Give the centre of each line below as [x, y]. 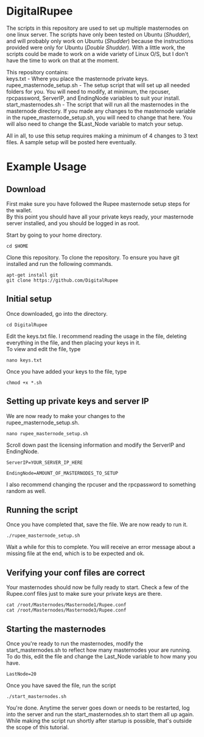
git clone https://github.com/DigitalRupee [62, 280]
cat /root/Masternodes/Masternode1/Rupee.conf [66, 605]
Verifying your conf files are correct [76, 572]
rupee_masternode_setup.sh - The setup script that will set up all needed [98, 85]
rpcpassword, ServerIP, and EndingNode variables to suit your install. [93, 98]
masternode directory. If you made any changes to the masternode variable [101, 111]
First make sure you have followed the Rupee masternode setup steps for [98, 204]
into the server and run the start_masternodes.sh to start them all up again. [100, 714]
